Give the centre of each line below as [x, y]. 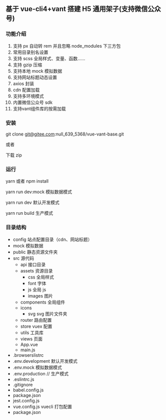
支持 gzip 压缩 [27, 65]
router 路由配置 [36, 320]
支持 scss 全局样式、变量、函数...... [49, 58]
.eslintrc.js [23, 379]
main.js [28, 350]
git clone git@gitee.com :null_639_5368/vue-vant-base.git [65, 134]
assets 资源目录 [36, 270]
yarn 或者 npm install [27, 181]
